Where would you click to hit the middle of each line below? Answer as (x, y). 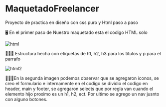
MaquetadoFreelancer (52, 9)
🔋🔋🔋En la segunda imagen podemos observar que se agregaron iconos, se (82, 78)
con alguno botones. (26, 99)
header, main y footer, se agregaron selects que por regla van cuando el (79, 89)
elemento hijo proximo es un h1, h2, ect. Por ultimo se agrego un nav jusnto (82, 94)
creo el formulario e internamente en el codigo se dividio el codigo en (77, 83)
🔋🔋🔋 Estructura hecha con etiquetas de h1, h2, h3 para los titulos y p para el (83, 53)
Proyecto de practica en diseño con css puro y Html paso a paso (72, 22)
